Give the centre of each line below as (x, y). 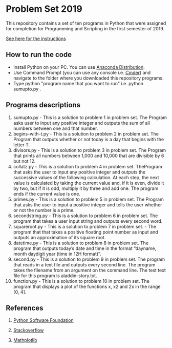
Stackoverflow (28, 330)
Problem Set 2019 (44, 9)
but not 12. (24, 161)
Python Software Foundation (43, 320)
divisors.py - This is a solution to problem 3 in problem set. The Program (90, 150)
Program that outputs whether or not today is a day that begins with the (89, 139)
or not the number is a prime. (44, 210)
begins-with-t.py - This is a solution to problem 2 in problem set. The (86, 133)
